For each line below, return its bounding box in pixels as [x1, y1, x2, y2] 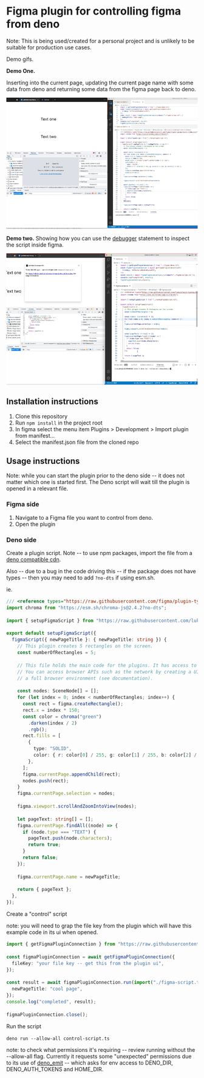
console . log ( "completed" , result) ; [6, 998, 97, 1005]
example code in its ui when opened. [6, 929, 98, 936]
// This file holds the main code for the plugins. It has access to [17, 662, 197, 669]
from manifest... [15, 432, 55, 439]
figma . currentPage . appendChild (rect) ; [22, 771, 121, 777]
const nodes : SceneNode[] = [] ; [17, 688, 99, 694]
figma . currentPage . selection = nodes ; [17, 791, 115, 797]
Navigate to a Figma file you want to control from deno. [15, 514, 154, 521]
